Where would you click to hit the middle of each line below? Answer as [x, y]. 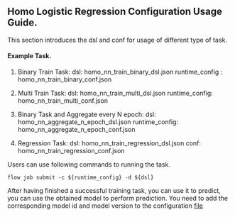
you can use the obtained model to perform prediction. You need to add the [118, 199]
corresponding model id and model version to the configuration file [105, 206]
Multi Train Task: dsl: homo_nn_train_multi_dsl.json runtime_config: [115, 93]
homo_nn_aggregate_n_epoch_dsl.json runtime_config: [98, 122]
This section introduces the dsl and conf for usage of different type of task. [117, 40]
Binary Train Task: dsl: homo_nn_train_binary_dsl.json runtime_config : [120, 72]
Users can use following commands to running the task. [89, 165]
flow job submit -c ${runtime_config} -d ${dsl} [81, 178]
